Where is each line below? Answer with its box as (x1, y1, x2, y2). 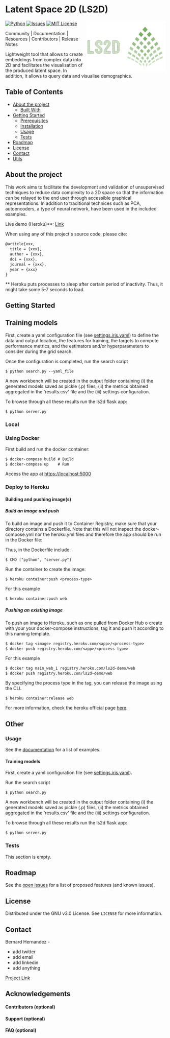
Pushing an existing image (5, 607, 63, 614)
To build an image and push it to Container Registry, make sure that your (5, 521, 157, 527)
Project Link (5, 975, 31, 981)
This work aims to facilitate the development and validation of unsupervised (5, 184, 164, 190)
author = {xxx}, (10, 251, 44, 256)
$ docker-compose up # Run (5, 461, 70, 467)
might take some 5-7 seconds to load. (5, 286, 85, 292)
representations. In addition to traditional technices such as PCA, (5, 200, 141, 206)
